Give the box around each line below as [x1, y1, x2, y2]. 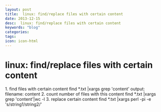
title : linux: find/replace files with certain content [5, 12, 123, 16]
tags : [5, 34, 16, 39]
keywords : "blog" [5, 25, 40, 30]
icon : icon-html [5, 39, 38, 44]
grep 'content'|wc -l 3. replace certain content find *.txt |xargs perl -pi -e [5, 96, 151, 102]
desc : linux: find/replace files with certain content [5, 20, 121, 26]
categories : [5, 30, 29, 34]
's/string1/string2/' [5, 101, 42, 107]
